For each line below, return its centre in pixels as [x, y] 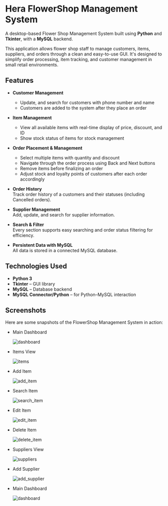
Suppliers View [28, 449]
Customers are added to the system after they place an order [83, 108]
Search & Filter [28, 224]
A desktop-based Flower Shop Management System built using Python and [83, 33]
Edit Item [22, 410]
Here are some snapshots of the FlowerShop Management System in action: [84, 322]
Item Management [32, 118]
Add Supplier [26, 469]
